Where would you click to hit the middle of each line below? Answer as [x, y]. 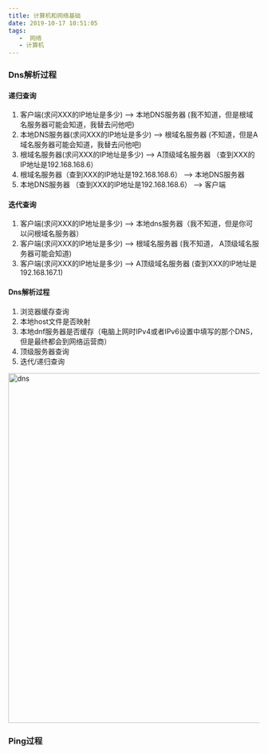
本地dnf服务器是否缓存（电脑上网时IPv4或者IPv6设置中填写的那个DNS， [138, 331]
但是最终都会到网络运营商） [65, 341]
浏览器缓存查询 [44, 311]
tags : [17, 30]
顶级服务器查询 [44, 351]
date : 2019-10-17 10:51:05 [53, 23]
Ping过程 [26, 740]
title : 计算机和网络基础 [45, 16]
